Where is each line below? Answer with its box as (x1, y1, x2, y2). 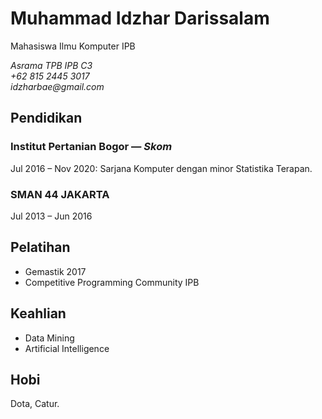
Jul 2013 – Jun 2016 (10, 210, 93, 222)
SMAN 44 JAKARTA (10, 187, 110, 201)
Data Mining (24, 332, 75, 344)
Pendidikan (10, 110, 83, 127)
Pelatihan (10, 239, 71, 256)
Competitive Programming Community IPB (24, 276, 200, 288)
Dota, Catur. (10, 398, 60, 410)
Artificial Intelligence (24, 342, 110, 354)
